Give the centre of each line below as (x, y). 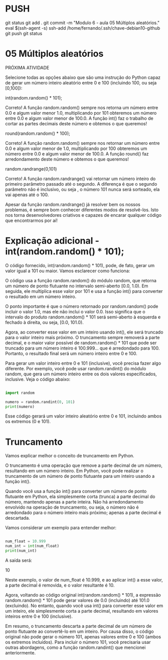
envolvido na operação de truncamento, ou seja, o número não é (72, 507)
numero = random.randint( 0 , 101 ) (40, 402)
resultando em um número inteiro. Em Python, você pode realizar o (74, 471)
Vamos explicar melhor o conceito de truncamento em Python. (70, 456)
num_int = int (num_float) (32, 546)
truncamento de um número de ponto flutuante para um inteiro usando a (80, 476)
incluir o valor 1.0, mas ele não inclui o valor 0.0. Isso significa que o (75, 311)
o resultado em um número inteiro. (41, 296)
